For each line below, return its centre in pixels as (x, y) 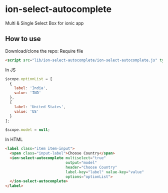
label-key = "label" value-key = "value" (105, 172)
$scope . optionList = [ (29, 79)
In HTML (14, 139)
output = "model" (81, 162)
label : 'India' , (31, 88)
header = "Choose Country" (91, 167)
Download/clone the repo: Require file (44, 51)
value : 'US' (26, 111)
